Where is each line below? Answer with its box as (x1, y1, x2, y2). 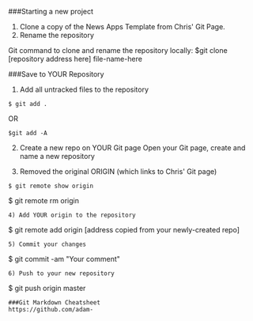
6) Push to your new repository (8, 270, 115, 278)
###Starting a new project (8, 7, 93, 16)
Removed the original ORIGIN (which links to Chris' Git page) (19, 167, 217, 176)
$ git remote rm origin (8, 196, 79, 205)
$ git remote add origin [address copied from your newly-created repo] (8, 225, 240, 234)
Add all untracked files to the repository (19, 85, 149, 94)
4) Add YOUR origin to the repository (8, 211, 136, 219)
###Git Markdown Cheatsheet (8, 299, 101, 307)
